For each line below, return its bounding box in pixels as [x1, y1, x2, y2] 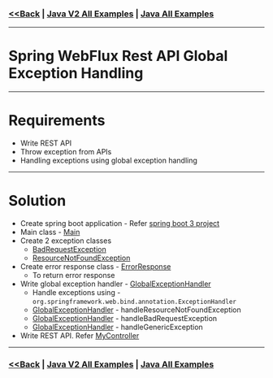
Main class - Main [19, 228, 80, 237]
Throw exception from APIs [19, 147, 112, 157]
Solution [8, 192, 67, 211]
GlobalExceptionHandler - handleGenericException [32, 322, 203, 332]
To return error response [32, 271, 115, 280]
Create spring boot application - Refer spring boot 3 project [19, 219, 220, 228]
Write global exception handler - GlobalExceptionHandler [19, 279, 211, 289]
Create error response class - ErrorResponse [19, 262, 171, 272]
